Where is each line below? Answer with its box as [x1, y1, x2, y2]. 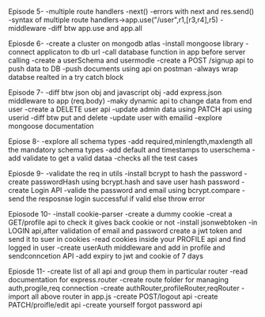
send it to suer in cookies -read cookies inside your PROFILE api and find [8, 235, 246, 243]
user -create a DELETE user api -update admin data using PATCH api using [8, 104, 252, 114]
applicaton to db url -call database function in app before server [36, 47, 246, 56]
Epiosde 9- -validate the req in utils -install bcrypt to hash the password [8, 169, 243, 178]
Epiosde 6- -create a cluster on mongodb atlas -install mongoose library [8, 39, 244, 48]
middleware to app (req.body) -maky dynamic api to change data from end [8, 96, 252, 105]
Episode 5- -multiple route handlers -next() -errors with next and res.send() [8, 7, 255, 16]
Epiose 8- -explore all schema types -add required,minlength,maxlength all [8, 137, 253, 145]
